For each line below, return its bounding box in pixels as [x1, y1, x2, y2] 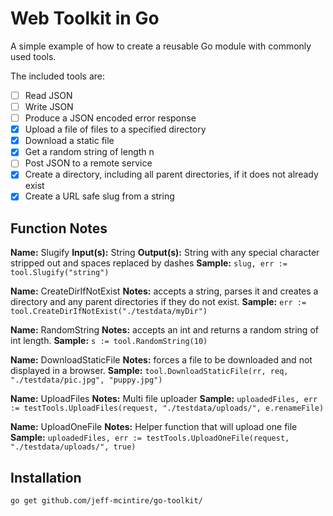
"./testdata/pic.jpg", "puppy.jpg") [10, 375, 163, 386]
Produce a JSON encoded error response [24, 112, 197, 124]
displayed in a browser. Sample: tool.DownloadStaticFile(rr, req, [10, 365, 289, 377]
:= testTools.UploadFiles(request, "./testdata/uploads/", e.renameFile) [10, 403, 325, 414]
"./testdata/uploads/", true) [10, 442, 137, 452]
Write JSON [24, 101, 74, 112]
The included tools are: [10, 70, 106, 82]
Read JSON [24, 89, 73, 101]
